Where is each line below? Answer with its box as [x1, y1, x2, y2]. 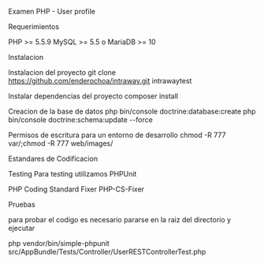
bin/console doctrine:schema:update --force [8, 115, 154, 125]
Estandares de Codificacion [8, 154, 99, 163]
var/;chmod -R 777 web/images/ [8, 139, 113, 148]
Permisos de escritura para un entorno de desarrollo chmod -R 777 [8, 130, 226, 139]
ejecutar [8, 224, 35, 232]
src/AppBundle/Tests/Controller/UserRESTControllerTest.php [8, 247, 206, 256]
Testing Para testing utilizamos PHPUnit [8, 169, 137, 178]
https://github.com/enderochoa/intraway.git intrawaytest [8, 76, 192, 85]
